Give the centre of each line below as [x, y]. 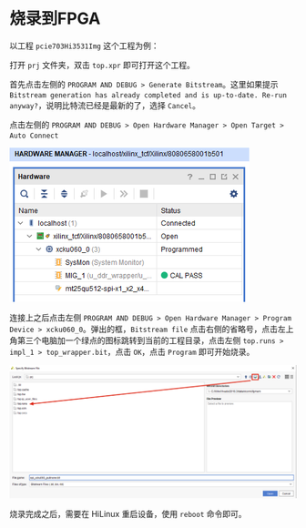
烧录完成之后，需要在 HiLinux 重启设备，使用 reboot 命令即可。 [128, 513]
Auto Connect [34, 136]
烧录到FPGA [55, 19]
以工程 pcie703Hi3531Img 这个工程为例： [84, 46]
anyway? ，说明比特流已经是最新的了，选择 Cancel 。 [105, 105]
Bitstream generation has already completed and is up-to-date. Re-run [148, 95]
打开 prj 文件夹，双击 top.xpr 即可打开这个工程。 [102, 65]
